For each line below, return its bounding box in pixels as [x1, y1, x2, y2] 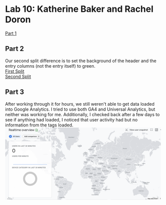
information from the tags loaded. [5, 122, 74, 128]
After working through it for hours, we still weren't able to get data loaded [5, 101, 155, 107]
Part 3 [5, 88, 24, 96]
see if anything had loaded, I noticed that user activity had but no [5, 117, 138, 123]
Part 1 [5, 30, 17, 36]
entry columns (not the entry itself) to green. [5, 63, 95, 69]
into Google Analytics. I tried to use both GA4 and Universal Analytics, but [5, 106, 156, 112]
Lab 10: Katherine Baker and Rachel [5, 3, 154, 15]
